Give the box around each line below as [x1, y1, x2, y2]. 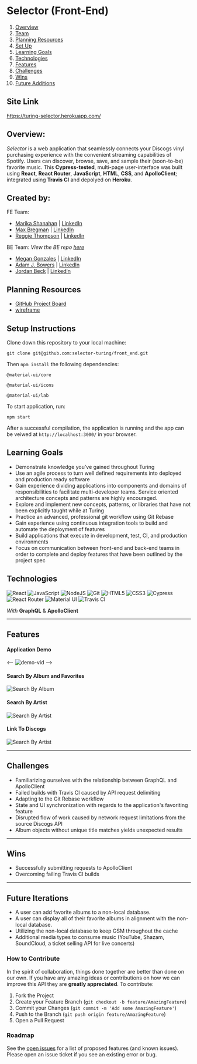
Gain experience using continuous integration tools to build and [15, 519, 168, 526]
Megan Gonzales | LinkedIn [15, 255, 81, 262]
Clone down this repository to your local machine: [6, 339, 127, 346]
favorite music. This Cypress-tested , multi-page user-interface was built [6, 163, 183, 171]
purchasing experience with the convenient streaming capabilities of [6, 151, 172, 158]
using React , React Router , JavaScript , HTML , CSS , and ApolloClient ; [6, 170, 178, 177]
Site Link [6, 97, 39, 107]
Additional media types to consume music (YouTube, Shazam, [15, 934, 165, 941]
